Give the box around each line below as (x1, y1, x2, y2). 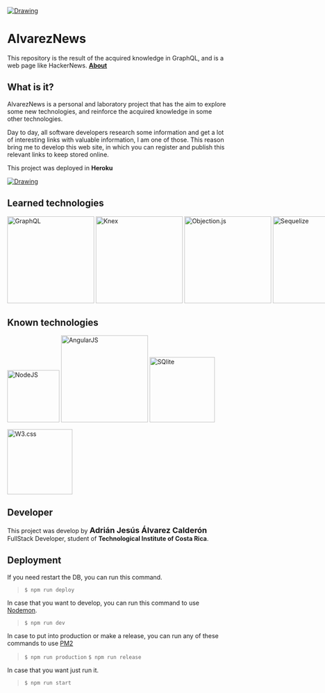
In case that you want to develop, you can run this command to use (7, 598, 200, 607)
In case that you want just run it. (7, 666, 99, 674)
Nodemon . (7, 605, 37, 614)
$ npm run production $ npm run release (24, 653, 142, 660)
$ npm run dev (24, 619, 65, 626)
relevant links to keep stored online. (7, 150, 109, 158)
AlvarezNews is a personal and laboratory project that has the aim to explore (7, 99, 226, 108)
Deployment (7, 555, 62, 566)
